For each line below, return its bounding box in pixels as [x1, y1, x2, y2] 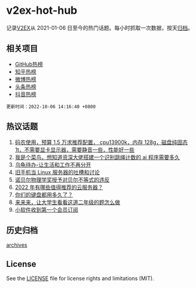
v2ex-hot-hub [6, 4, 78, 17]
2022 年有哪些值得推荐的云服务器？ [14, 184, 104, 191]
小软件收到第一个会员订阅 [14, 206, 79, 213]
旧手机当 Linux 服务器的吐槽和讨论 [14, 169, 100, 176]
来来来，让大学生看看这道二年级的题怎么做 [14, 199, 120, 206]
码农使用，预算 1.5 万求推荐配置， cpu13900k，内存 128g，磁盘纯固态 [14, 139, 188, 146]
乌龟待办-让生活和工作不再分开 [14, 161, 92, 168]
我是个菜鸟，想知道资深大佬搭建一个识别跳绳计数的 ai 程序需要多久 [14, 154, 180, 161]
